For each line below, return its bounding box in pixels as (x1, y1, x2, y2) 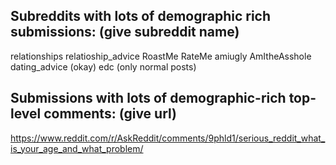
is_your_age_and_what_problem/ (10, 142, 144, 154)
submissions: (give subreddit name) (10, 24, 240, 41)
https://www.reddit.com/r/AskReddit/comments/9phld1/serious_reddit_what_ (10, 132, 326, 144)
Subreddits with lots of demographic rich (10, 8, 272, 25)
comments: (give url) (43, 105, 178, 123)
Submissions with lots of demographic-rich (10, 90, 287, 107)
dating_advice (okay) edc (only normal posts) (10, 60, 197, 73)
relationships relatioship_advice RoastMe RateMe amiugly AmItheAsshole (10, 50, 312, 62)
